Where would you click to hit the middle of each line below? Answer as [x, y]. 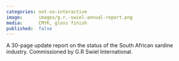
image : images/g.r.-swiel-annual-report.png [70, 17]
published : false [29, 28]
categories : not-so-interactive [47, 12]
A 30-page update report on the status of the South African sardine [89, 45]
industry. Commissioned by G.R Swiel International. [70, 52]
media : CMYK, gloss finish [47, 23]
